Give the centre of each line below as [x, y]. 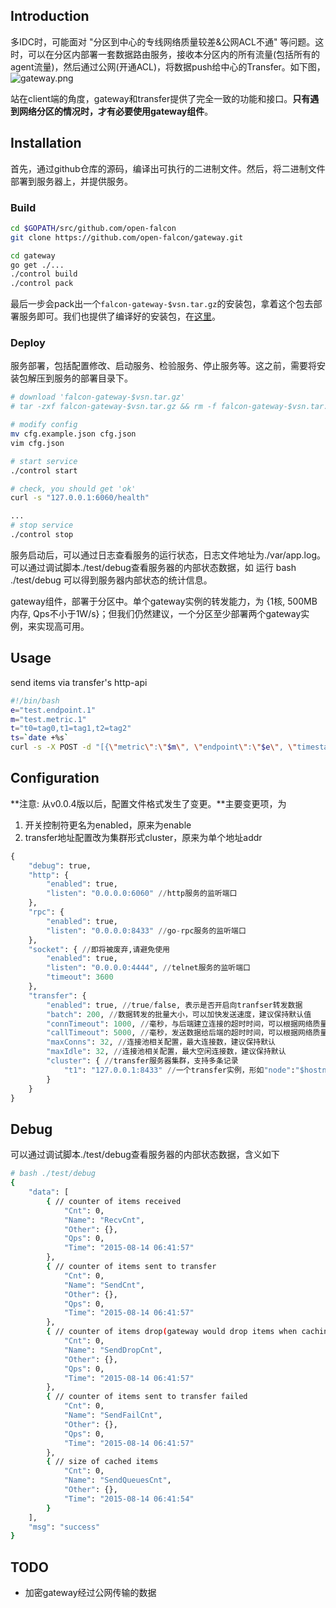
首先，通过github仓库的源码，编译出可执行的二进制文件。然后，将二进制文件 [168, 168]
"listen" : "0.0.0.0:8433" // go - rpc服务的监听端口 [146, 930]
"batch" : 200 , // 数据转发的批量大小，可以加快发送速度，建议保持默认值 [179, 1014]
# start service [44, 461]
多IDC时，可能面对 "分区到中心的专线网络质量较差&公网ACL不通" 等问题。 [163, 41]
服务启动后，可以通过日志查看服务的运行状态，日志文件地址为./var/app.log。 [168, 555]
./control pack [42, 284]
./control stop [42, 535]
